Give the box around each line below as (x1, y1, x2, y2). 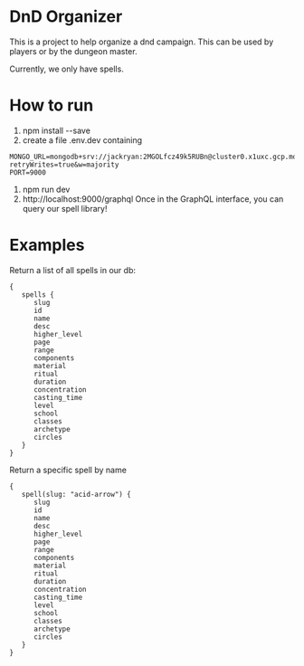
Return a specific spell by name (9, 464, 127, 475)
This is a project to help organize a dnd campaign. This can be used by (9, 36, 274, 47)
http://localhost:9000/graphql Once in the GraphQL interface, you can (22, 193, 284, 205)
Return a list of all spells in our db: (9, 264, 136, 275)
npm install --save (22, 125, 90, 136)
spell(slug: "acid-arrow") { (21, 490, 131, 499)
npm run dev (22, 184, 71, 195)
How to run (9, 95, 94, 116)
